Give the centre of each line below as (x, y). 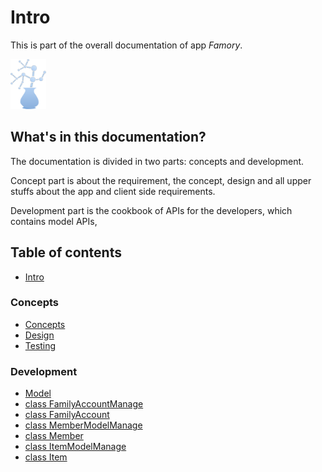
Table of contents (66, 252)
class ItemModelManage (75, 447)
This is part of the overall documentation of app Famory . (126, 45)
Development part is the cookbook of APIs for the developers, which (151, 210)
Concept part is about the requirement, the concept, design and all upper (161, 180)
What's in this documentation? (108, 137)
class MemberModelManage (83, 425)
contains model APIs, (54, 221)
